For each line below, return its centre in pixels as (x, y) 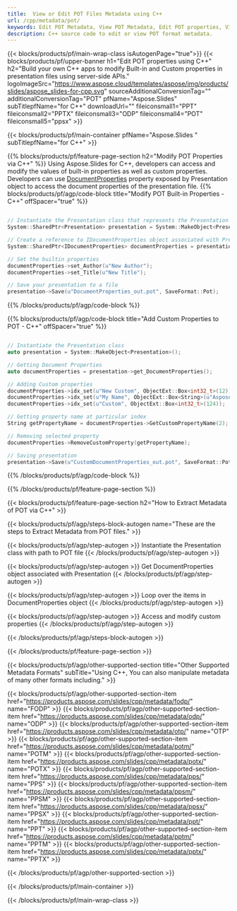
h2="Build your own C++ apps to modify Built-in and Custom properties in (115, 69)
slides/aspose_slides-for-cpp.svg (56, 91)
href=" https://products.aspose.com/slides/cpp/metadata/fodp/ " (100, 702)
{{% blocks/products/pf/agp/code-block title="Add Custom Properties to (113, 319)
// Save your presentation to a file (63, 285)
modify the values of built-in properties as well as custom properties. (108, 171)
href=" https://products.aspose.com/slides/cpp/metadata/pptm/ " (101, 837)
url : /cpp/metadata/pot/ (44, 21)
